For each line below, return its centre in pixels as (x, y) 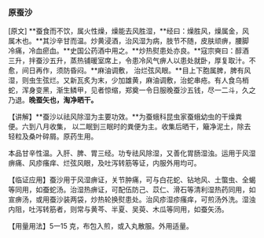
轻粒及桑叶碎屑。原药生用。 (53, 136)
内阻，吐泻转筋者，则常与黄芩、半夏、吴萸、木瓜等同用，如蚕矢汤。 (118, 210)
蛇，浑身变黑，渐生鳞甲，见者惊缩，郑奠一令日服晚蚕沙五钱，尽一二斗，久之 (132, 90)
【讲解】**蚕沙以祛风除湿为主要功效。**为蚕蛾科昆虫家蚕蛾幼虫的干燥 (122, 117)
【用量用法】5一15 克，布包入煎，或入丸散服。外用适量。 (101, 226)
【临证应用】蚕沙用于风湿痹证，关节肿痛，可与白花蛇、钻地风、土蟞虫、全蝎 (132, 180)
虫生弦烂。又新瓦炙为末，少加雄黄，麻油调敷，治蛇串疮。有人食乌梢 (139, 80)
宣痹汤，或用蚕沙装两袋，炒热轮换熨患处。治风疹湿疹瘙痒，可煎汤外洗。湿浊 (132, 199)
